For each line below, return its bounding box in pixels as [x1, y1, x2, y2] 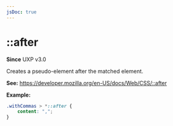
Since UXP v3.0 [6, 56, 46, 63]
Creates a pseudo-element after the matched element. [6, 67, 144, 75]
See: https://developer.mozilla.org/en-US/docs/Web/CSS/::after [6, 79, 167, 86]
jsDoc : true [6, 9, 37, 15]
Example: [6, 91, 31, 98]
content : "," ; [17, 108, 53, 115]
